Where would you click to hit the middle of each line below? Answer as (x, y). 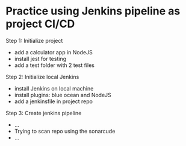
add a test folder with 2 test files (54, 65)
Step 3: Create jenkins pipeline (44, 113)
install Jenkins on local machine (54, 88)
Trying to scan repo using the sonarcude (65, 131)
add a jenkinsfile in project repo (54, 101)
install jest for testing (40, 59)
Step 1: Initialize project (34, 40)
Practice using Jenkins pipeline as (93, 11)
